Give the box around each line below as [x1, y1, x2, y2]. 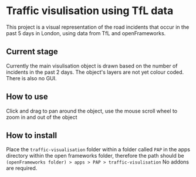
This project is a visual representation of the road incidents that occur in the [6, 23, 190, 30]
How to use [6, 92, 48, 102]
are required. [6, 165, 38, 172]
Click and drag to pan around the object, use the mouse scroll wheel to [6, 107, 178, 114]
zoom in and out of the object [6, 113, 77, 121]
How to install [6, 130, 58, 140]
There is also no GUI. [6, 74, 57, 81]
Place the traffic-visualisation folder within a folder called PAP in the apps [6, 146, 191, 153]
